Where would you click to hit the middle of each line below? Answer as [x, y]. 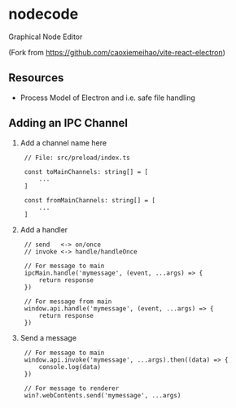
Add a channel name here [63, 142]
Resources [36, 78]
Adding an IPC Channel [68, 123]
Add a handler [44, 229]
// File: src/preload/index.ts [77, 158]
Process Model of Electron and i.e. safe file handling [107, 98]
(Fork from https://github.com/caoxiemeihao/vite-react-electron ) [117, 52]
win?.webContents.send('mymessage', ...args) [103, 395]
